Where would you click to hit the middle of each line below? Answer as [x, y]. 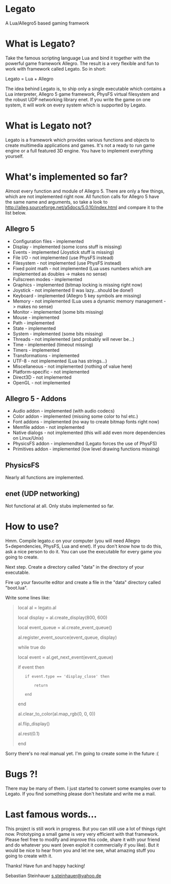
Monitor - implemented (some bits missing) [58, 312]
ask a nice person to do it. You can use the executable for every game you [83, 551]
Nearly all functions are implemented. [45, 478]
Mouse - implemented [36, 317]
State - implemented [34, 328]
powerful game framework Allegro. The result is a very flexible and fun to [82, 63]
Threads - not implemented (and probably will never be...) [74, 339]
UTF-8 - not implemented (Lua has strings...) [60, 361]
